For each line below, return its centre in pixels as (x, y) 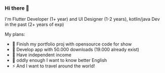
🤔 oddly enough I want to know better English (59, 60)
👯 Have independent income (42, 55)
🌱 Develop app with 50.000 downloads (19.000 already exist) (76, 50)
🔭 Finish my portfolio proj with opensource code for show (72, 44)
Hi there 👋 (17, 8)
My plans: (15, 34)
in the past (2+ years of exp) (34, 24)
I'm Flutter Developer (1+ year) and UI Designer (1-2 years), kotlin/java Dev (82, 19)
